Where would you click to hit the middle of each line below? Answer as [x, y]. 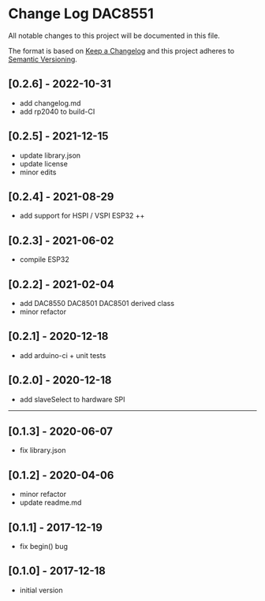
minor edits [38, 172]
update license [44, 163]
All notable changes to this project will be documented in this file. [114, 35]
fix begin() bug [44, 547]
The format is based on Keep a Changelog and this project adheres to [121, 50]
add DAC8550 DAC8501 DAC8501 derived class [97, 303]
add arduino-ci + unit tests [63, 355]
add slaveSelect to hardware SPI [72, 399]
